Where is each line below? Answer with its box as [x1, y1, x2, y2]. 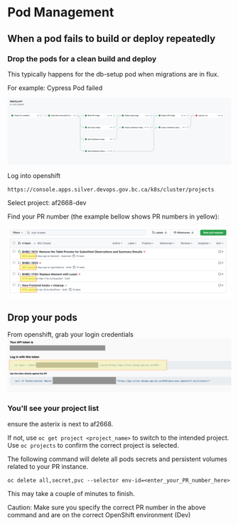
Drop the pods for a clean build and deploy [7, 54, 157, 64]
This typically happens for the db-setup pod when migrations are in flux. [7, 70, 220, 78]
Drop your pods [7, 311, 78, 324]
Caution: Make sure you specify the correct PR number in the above [7, 503, 206, 512]
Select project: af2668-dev [7, 198, 87, 206]
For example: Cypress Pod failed [7, 83, 103, 92]
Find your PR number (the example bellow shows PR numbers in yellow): [7, 212, 220, 221]
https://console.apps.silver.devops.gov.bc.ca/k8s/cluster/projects [7, 186, 215, 193]
